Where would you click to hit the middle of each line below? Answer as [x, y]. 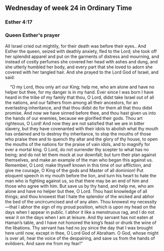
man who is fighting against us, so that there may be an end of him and [77, 181]
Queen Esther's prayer [33, 35]
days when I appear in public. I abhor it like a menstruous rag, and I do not [80, 212]
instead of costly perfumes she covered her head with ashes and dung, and [82, 61]
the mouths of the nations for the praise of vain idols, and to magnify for [78, 144]
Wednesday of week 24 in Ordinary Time [69, 8]
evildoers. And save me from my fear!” [44, 243]
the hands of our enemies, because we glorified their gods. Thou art [74, 118]
